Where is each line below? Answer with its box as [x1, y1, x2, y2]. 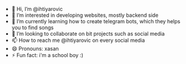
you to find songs [11, 24, 54, 31]
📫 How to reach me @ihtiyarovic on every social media [11, 37, 145, 44]
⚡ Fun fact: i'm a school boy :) [11, 52, 83, 58]
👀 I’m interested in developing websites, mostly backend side [11, 12, 159, 19]
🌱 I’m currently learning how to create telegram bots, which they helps [11, 18, 181, 24]
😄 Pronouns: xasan [11, 45, 59, 52]
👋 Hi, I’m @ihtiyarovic [11, 6, 63, 12]
